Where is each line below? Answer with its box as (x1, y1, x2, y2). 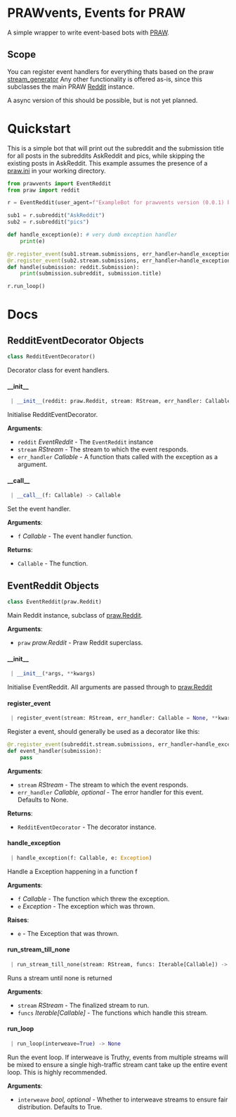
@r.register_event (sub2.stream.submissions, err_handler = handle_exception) (7, 257, 234, 264)
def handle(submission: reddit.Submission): (7, 263, 140, 270)
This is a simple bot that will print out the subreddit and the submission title (7, 144, 225, 152)
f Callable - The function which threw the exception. (17, 894, 170, 903)
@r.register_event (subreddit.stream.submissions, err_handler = (7, 741, 197, 748)
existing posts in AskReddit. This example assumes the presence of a (7, 158, 208, 167)
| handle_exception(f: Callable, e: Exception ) (10, 854, 152, 861)
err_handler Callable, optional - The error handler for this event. (17, 787, 204, 797)
